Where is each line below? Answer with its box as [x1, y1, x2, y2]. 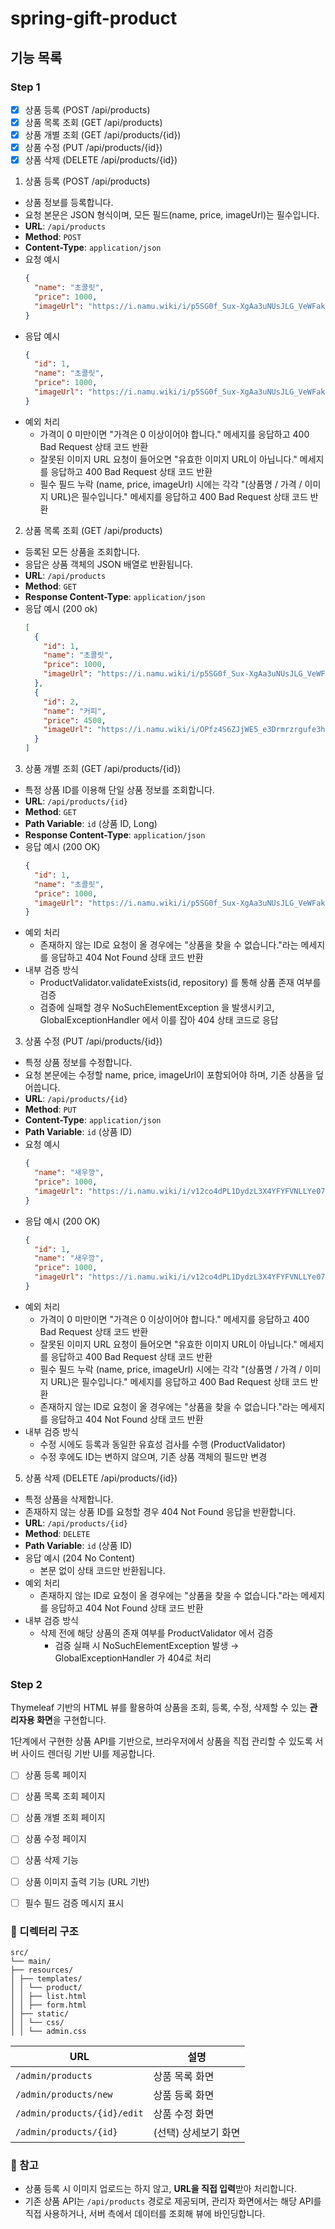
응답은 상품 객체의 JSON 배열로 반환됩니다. [24, 558, 193, 570]
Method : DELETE [24, 1527, 91, 1539]
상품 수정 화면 [153, 2107, 215, 2121]
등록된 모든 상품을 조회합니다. [24, 545, 141, 557]
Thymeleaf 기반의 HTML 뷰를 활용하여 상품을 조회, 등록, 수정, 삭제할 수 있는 [10, 1702, 308, 1714]
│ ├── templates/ [10, 1973, 83, 1984]
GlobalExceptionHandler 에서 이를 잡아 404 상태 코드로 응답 [39, 1014, 279, 1026]
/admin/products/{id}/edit [15, 2107, 144, 2119]
